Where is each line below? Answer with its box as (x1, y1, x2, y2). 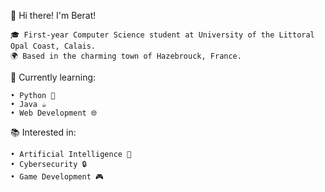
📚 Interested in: (10, 126, 77, 138)
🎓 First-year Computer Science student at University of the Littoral (10, 30, 315, 40)
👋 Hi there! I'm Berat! (10, 10, 97, 21)
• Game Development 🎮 (10, 172, 104, 182)
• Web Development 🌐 (10, 108, 98, 118)
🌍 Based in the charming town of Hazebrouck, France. (10, 51, 242, 61)
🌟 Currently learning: (10, 71, 97, 83)
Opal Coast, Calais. (10, 41, 97, 51)
